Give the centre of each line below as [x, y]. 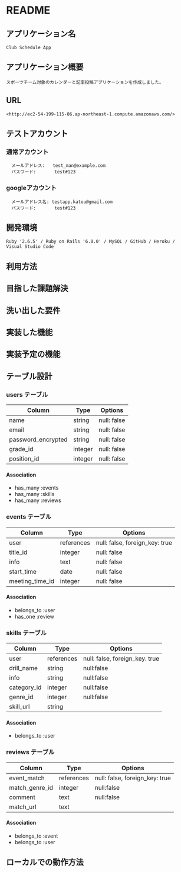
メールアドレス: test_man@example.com [59, 166]
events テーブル [29, 517]
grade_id [21, 449]
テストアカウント [37, 134]
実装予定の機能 [33, 354]
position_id [24, 459]
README [28, 10]
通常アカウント [27, 152]
